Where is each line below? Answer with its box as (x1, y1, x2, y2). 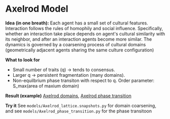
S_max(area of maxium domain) (12, 82, 80, 89)
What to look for (5, 56, 40, 63)
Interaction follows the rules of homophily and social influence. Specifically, (5, 25, 163, 31)
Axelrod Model (5, 3, 69, 15)
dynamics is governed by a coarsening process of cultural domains (5, 41, 146, 47)
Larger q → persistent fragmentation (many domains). (12, 72, 125, 78)
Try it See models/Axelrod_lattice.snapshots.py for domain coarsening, (5, 102, 156, 108)
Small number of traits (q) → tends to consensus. (12, 67, 115, 73)
